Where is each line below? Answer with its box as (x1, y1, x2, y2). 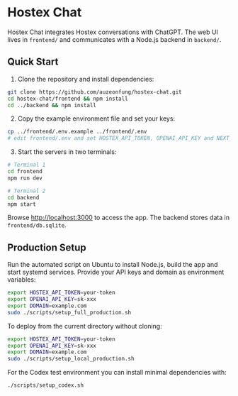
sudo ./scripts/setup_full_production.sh (7, 309, 132, 316)
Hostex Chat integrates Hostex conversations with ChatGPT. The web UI (7, 28, 218, 36)
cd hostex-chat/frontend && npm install (7, 95, 129, 102)
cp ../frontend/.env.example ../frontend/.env (7, 128, 147, 136)
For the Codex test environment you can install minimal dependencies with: (7, 368, 227, 377)
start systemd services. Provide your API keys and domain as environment (7, 268, 225, 277)
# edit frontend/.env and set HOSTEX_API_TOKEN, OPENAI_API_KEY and (7, 135, 214, 142)
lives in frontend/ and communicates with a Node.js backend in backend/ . (7, 35, 222, 43)
